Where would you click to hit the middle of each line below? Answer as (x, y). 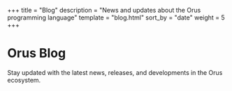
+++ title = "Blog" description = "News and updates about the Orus (104, 10)
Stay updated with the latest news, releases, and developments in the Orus (115, 72)
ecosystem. (24, 80)
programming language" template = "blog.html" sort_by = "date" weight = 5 (116, 17)
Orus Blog (37, 54)
